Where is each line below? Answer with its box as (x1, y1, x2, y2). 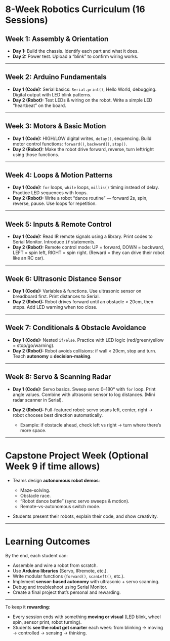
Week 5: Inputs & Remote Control (5, 220, 112, 229)
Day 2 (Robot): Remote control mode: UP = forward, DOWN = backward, (12, 244, 164, 251)
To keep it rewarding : (5, 603, 51, 610)
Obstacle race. (20, 492, 51, 498)
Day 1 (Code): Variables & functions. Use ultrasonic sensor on (12, 288, 142, 294)
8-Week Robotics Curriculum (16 (5, 4, 146, 15)
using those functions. (12, 151, 60, 158)
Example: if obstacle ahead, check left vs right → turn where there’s (20, 422, 161, 428)
